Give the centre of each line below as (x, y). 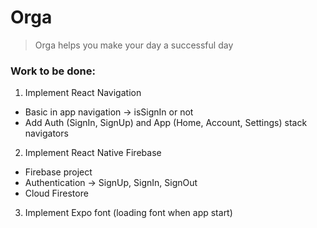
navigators (46, 133)
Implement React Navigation (83, 93)
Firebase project (58, 172)
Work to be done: (53, 71)
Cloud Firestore (56, 193)
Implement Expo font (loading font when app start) (128, 213)
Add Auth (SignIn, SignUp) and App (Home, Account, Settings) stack (166, 123)
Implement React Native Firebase (93, 153)
